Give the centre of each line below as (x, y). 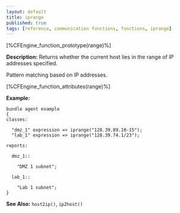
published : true (26, 23)
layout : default (26, 12)
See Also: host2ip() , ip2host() (45, 204)
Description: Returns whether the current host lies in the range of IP (90, 57)
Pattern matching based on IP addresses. (57, 75)
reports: (17, 146)
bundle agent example (33, 109)
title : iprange (25, 17)
